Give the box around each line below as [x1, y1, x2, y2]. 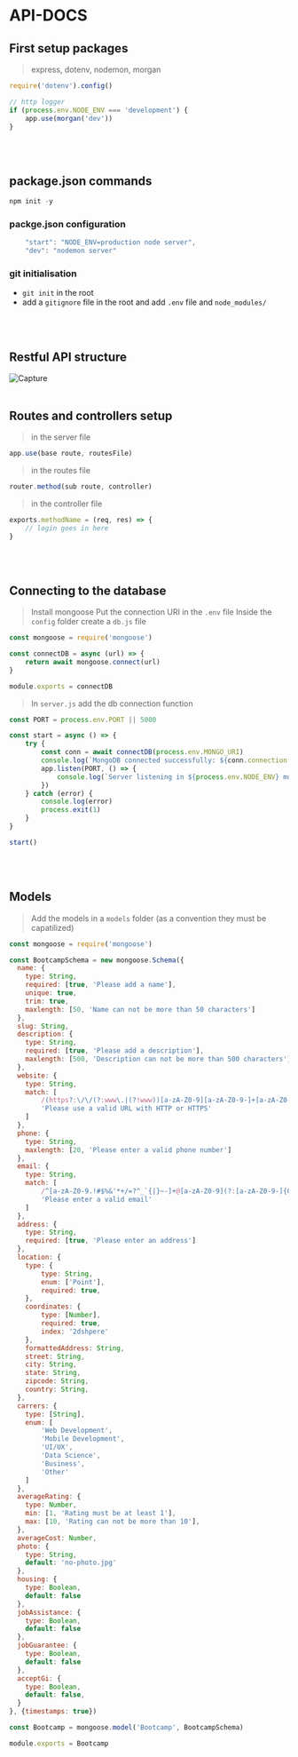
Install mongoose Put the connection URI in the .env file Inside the [30, 607, 272, 617]
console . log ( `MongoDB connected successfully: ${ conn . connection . [41, 756, 292, 765]
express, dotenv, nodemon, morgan [30, 64, 161, 75]
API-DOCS [9, 5, 88, 26]
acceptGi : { [17, 1674, 62, 1683]
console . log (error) [41, 797, 114, 807]
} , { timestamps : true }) [9, 1707, 98, 1716]
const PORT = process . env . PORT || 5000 [9, 715, 157, 724]
